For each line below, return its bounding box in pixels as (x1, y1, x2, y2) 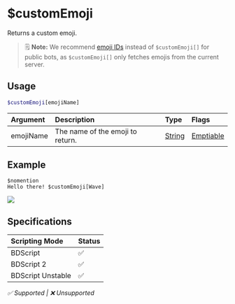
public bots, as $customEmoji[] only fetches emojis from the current (24, 52, 219, 61)
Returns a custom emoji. (7, 29, 78, 37)
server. (24, 60, 45, 68)
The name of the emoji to (55, 126, 138, 136)
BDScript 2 (10, 259, 47, 269)
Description (55, 115, 95, 124)
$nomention (7, 178, 39, 184)
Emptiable (191, 131, 225, 140)
